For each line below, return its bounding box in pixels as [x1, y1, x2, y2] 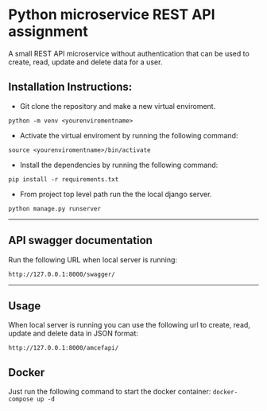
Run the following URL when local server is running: [8, 254, 177, 264]
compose [8, 395, 34, 403]
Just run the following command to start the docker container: [8, 387, 211, 397]
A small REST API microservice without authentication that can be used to [8, 48, 250, 58]
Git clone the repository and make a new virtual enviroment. [19, 101, 216, 111]
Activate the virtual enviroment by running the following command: [19, 130, 238, 140]
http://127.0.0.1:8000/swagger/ [8, 270, 115, 278]
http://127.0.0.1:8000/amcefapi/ [8, 344, 119, 352]
